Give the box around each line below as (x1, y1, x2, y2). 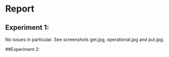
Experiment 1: (5, 23, 49, 32)
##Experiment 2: (5, 46, 40, 52)
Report (5, 3, 34, 15)
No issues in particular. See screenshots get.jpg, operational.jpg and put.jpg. (5, 36, 164, 42)
